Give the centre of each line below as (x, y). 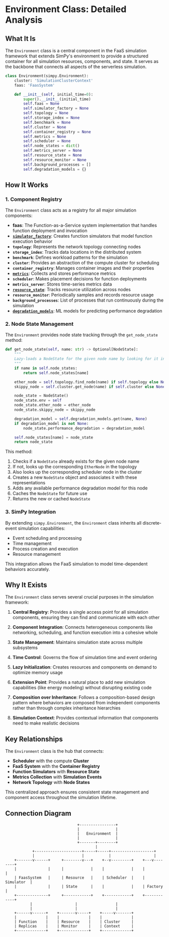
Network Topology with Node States (51, 782)
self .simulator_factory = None (56, 109)
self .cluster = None (45, 127)
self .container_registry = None (57, 132)
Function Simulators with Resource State (56, 772)
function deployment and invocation (50, 231)
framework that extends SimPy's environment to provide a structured (77, 56)
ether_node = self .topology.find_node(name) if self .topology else (86, 382)
